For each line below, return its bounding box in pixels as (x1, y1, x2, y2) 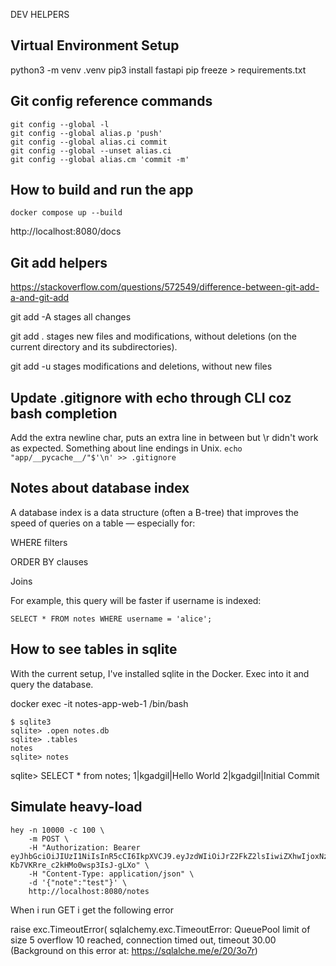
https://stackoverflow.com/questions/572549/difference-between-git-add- (10, 281, 320, 293)
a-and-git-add (10, 292, 70, 304)
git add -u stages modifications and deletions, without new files (10, 360, 273, 373)
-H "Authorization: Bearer (28, 842, 141, 853)
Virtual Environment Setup (10, 37, 180, 54)
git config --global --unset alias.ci (10, 145, 172, 156)
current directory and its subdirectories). (10, 341, 178, 353)
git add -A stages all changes (10, 311, 132, 323)
